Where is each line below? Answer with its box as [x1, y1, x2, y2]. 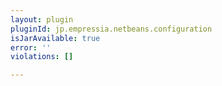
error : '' [10, 42, 52, 53]
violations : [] [10, 52, 74, 62]
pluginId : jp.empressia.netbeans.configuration [10, 24, 213, 34]
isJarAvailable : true [10, 33, 101, 43]
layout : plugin [10, 14, 74, 25]
